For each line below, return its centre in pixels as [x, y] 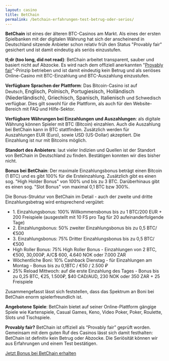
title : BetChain [22, 15]
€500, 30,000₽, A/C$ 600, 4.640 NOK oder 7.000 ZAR [69, 255]
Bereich [13, 109]
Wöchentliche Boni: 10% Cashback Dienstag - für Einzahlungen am [82, 260]
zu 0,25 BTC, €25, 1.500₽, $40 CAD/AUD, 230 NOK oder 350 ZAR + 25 [86, 276]
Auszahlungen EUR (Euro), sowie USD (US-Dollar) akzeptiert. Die [73, 135]
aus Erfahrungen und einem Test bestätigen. [51, 344]
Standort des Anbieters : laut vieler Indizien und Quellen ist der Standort [80, 150]
